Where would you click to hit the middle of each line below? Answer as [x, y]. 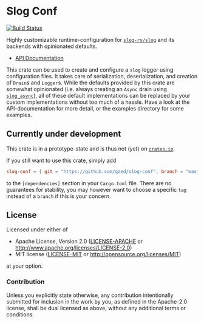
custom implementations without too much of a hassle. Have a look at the [98, 102]
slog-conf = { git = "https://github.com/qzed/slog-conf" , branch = [95, 171]
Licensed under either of [37, 229]
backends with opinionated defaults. [52, 46]
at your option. [25, 266]
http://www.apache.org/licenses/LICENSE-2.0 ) [73, 248]
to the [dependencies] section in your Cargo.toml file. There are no [89, 183]
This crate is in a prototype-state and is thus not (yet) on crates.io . [90, 148]
